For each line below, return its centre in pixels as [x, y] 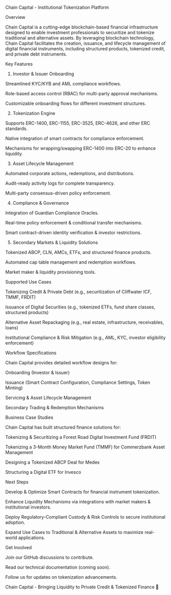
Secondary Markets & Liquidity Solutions [55, 242]
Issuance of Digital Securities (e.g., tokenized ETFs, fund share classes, [80, 307]
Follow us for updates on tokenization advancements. [61, 577]
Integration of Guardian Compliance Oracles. [52, 213]
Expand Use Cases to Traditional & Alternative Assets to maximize [74, 532]
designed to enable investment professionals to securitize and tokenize [80, 32]
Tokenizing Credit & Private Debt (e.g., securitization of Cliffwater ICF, [78, 292]
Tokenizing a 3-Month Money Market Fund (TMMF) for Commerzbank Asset [85, 447]
